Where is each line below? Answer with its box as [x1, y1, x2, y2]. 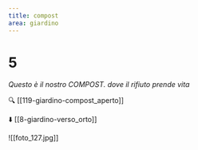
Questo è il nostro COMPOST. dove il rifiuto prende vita [8, 80, 190, 89]
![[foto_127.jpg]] [8, 133, 59, 143]
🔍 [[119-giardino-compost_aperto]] [8, 96, 125, 105]
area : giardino [8, 19, 59, 27]
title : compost [8, 11, 59, 20]
